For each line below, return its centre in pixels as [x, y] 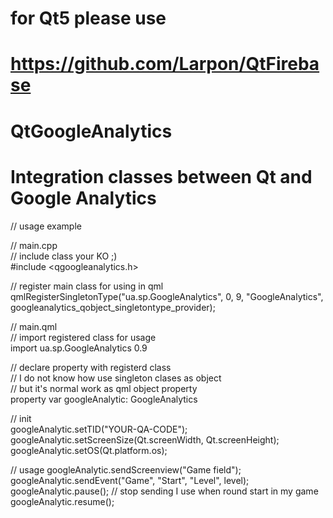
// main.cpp [34, 245]
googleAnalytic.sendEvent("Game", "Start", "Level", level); [130, 480]
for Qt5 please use [88, 18]
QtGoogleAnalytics [91, 131]
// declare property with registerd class [91, 367]
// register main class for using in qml [87, 286]
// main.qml [34, 326]
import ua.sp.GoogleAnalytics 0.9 [79, 348]
